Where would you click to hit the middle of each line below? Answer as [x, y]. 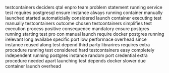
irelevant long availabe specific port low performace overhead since [76, 39]
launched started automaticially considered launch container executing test [83, 18]
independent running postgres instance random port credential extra [76, 55]
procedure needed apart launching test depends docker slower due [76, 61]
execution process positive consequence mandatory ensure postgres [77, 29]
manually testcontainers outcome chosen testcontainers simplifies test [79, 23]
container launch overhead [33, 66]
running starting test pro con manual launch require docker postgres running [85, 34]
